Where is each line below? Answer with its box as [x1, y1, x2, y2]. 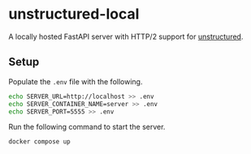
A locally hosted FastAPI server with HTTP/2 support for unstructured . [8, 32, 244, 41]
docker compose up [8, 138, 71, 146]
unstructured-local [8, 5, 140, 24]
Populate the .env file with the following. [8, 76, 143, 86]
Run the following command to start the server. [8, 122, 166, 132]
